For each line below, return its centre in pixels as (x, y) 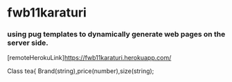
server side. (28, 43)
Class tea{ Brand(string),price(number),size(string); (81, 71)
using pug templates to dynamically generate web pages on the (116, 34)
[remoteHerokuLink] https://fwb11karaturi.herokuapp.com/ (89, 58)
